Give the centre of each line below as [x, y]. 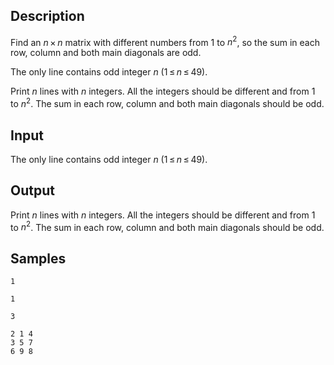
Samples [38, 258]
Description [47, 16]
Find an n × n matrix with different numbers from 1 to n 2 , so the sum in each [165, 41]
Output [32, 190]
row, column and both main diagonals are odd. [106, 53]
